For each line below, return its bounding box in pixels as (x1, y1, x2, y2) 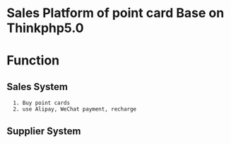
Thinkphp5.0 (6, 20, 84, 36)
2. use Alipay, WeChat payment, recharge (13, 106, 137, 113)
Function (6, 52, 60, 69)
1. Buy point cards (13, 99, 71, 107)
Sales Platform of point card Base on (6, 5, 225, 21)
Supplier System (6, 125, 82, 137)
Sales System (6, 80, 69, 93)
